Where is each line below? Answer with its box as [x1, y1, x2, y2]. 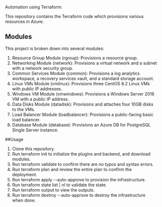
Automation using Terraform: [5, 4, 63, 10]
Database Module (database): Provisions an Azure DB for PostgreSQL [12, 122, 151, 127]
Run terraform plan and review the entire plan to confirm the [12, 166, 132, 172]
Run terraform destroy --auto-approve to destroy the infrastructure [12, 192, 146, 198]
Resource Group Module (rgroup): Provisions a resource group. [12, 55, 138, 61]
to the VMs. [12, 106, 35, 112]
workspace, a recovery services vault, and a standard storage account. [12, 75, 154, 81]
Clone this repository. [12, 145, 55, 152]
